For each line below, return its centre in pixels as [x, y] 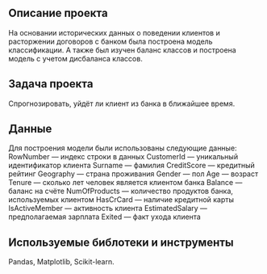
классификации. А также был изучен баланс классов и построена [122, 50]
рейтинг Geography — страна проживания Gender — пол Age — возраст [133, 174]
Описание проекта [58, 13]
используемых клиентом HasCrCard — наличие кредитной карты [121, 200]
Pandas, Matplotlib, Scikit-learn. [61, 262]
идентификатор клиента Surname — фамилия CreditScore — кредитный [132, 166]
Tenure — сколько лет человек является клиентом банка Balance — [125, 183]
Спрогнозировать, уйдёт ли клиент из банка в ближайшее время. [122, 103]
